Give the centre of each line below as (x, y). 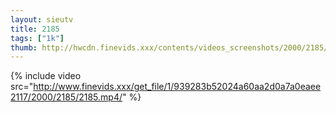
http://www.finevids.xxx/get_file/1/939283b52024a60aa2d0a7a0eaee (177, 87)
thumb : (24, 47)
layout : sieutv (42, 19)
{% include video (46, 76)
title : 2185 (35, 29)
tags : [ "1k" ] (37, 38)
